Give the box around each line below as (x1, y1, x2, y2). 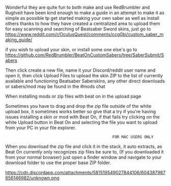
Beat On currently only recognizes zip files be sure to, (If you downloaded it (5, 149, 164, 154)
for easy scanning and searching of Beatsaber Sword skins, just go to (5, 26, 151, 32)
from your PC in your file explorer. (5, 125, 76, 131)
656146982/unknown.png (5, 175, 60, 181)
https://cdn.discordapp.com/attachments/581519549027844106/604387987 (5, 170, 166, 175)
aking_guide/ (5, 37, 33, 43)
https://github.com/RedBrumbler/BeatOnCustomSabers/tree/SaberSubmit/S (5, 52, 164, 58)
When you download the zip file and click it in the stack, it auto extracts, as (5, 143, 162, 149)
